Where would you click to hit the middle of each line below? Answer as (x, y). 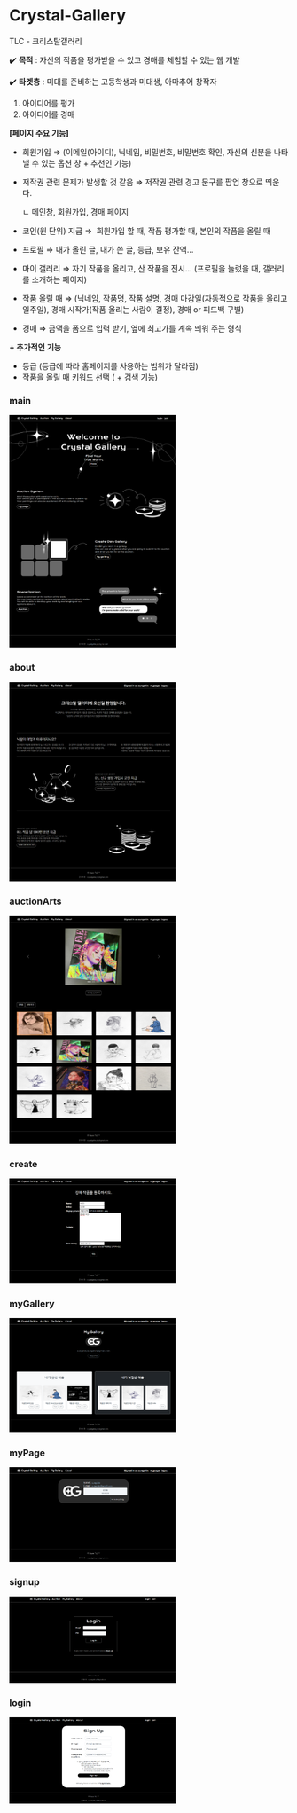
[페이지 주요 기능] (39, 133)
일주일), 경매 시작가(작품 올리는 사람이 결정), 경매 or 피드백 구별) (133, 309)
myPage (27, 1453)
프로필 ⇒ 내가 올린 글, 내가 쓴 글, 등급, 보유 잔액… (108, 249)
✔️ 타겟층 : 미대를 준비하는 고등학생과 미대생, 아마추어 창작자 (113, 82)
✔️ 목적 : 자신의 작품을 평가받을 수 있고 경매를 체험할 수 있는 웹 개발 (125, 59)
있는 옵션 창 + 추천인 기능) (86, 163)
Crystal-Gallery (68, 16)
